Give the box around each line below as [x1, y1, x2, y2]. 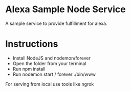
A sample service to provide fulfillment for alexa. [5, 20, 107, 26]
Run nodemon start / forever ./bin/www [12, 71, 96, 77]
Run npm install [12, 66, 46, 72]
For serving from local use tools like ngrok [5, 81, 94, 87]
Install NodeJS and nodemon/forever [12, 55, 91, 61]
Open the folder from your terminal [12, 60, 86, 67]
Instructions [5, 38, 58, 50]
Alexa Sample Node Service [5, 4, 126, 15]
